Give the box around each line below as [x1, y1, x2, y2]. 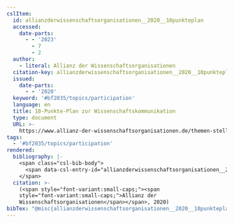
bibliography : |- [13, 153, 64, 161]
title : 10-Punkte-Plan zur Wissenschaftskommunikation [13, 108, 176, 115]
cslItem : [6, 10, 32, 17]
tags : [6, 134, 22, 141]
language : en [13, 101, 51, 108]
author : [13, 56, 36, 63]
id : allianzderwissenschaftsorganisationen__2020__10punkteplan [13, 17, 204, 24]
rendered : [6, 147, 36, 154]
